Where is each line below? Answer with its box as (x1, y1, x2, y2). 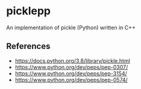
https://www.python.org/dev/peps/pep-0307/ (14, 63, 128, 70)
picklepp (6, 4, 51, 18)
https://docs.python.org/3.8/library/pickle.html (14, 57, 131, 64)
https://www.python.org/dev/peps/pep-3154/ (14, 70, 128, 77)
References (6, 41, 51, 51)
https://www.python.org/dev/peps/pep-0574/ (14, 76, 128, 83)
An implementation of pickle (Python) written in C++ (6, 24, 136, 31)
